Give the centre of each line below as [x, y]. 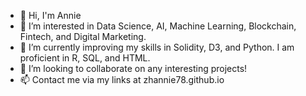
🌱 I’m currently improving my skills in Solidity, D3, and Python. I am [157, 47]
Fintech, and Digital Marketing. [83, 36]
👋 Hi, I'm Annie [50, 15]
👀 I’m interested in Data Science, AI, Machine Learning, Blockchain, [158, 26]
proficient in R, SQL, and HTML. [85, 58]
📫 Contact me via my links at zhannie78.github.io [122, 79]
